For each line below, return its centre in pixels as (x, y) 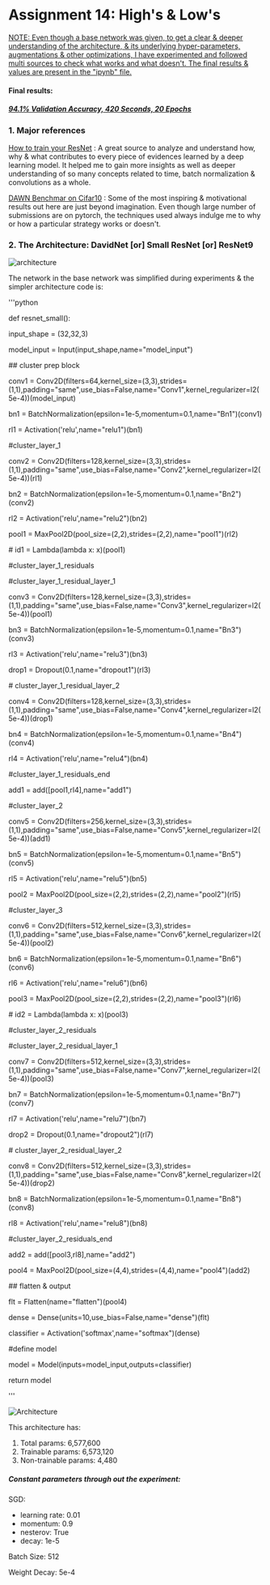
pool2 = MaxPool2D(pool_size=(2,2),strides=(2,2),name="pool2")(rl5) (124, 894)
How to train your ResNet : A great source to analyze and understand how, (132, 148)
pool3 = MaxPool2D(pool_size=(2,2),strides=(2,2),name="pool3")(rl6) (125, 999)
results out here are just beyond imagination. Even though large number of (132, 206)
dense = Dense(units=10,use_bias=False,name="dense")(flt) (109, 1317)
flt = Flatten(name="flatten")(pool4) (68, 1302)
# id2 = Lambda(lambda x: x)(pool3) (69, 1014)
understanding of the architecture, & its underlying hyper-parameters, (124, 45)
